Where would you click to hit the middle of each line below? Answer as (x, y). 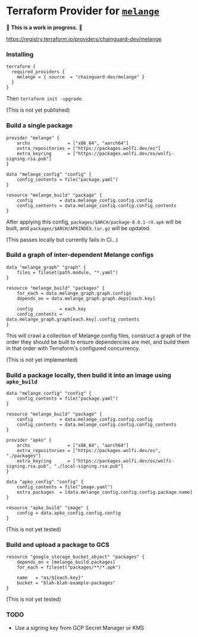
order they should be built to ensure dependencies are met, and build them (98, 342)
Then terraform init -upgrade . (45, 99)
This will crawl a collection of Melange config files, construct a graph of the (99, 335)
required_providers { (38, 72)
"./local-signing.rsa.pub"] (89, 466)
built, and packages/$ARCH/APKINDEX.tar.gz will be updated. (78, 228)
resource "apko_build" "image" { (48, 508)
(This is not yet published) (38, 110)
